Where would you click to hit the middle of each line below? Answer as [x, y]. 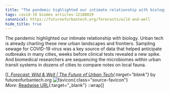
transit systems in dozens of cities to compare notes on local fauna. [76, 65]
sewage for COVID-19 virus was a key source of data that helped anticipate [83, 49]
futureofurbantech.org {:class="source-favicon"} [67, 80]
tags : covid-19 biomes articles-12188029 [50, 15]
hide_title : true [24, 24]
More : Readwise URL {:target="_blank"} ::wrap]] [55, 85]
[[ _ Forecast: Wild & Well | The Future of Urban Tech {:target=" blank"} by [80, 75]
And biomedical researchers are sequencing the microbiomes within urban [83, 60]
